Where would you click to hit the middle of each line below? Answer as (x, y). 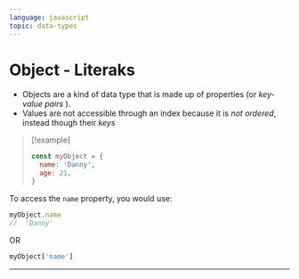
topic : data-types (43, 26)
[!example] (51, 140)
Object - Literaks (72, 70)
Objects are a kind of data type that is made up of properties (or (139, 94)
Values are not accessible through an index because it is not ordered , (149, 113)
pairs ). (57, 104)
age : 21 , (56, 173)
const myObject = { (67, 157)
